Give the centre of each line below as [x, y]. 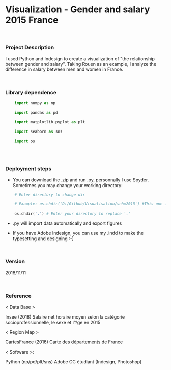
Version [15, 261]
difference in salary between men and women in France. [64, 69]
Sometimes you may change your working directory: [68, 185]
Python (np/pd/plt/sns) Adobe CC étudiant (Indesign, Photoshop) [74, 362]
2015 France [32, 20]
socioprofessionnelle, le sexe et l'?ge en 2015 [53, 322]
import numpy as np [35, 103]
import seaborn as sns [38, 131]
